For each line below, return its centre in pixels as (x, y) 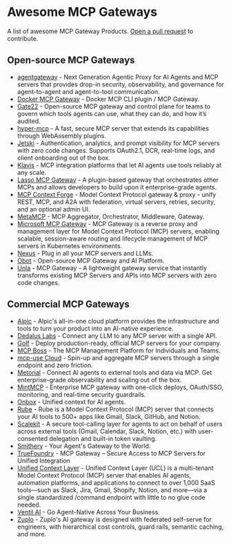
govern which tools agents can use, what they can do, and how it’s (112, 113)
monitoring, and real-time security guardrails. (81, 394)
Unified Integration (44, 460)
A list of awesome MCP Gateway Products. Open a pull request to (100, 31)
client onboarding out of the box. (63, 158)
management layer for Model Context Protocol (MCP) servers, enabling (118, 231)
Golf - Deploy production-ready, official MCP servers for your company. (119, 343)
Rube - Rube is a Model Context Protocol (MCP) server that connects (115, 409)
